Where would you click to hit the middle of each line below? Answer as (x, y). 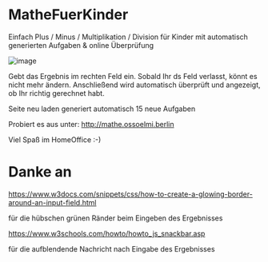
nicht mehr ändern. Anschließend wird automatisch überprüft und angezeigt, (135, 85)
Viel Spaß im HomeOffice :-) (55, 139)
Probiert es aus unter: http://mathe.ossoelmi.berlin (91, 124)
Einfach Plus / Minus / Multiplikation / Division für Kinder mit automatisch (128, 37)
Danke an (40, 172)
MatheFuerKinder (68, 15)
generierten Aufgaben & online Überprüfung (81, 45)
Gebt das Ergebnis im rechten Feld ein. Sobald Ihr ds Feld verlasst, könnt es (133, 76)
